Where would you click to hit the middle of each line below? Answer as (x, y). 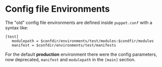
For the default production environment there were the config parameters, (81, 54)
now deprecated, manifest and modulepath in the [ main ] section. (70, 59)
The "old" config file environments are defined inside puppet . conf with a (79, 22)
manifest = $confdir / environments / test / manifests (64, 45)
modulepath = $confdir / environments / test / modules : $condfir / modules (83, 41)
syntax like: (17, 27)
